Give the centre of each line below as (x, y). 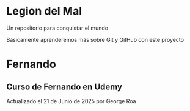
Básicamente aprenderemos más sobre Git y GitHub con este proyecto (95, 39)
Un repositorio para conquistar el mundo (57, 28)
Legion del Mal (44, 11)
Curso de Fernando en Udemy (64, 86)
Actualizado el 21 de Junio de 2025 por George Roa (71, 101)
